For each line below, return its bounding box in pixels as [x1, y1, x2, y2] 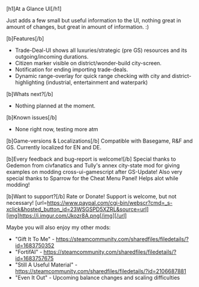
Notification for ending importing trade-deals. [14, 66, 128, 73]
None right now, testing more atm [14, 126, 98, 132]
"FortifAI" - [14, 248, 42, 256]
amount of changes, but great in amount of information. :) [6, 24, 150, 30]
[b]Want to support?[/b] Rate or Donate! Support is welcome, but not [6, 193, 177, 200]
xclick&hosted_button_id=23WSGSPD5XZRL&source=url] [6, 205, 149, 213]
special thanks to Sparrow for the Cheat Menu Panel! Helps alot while [6, 175, 179, 182]
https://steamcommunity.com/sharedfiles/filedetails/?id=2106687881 [14, 268, 186, 274]
